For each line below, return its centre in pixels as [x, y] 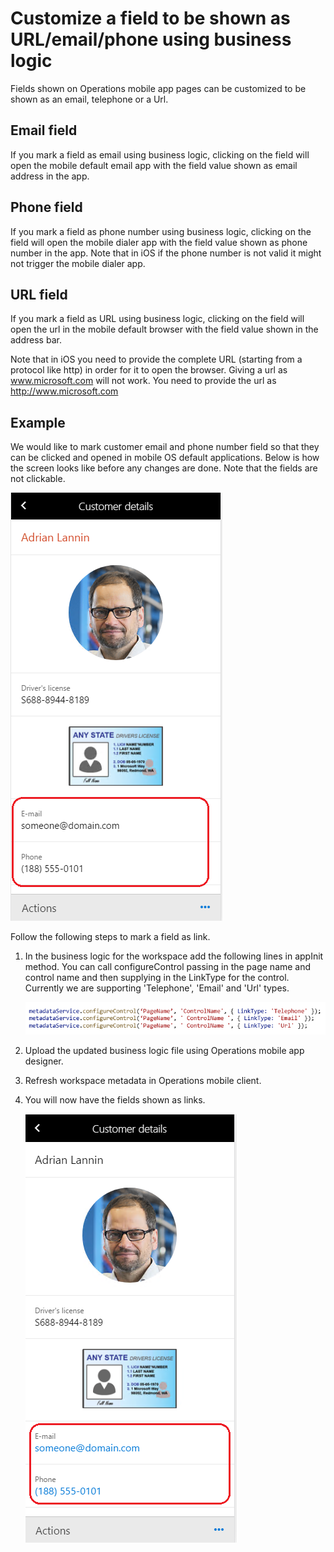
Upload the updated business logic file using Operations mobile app [164, 1051]
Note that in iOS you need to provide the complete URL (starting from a [156, 359]
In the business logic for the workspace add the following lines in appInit [174, 956]
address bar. [36, 340]
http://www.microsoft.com [64, 391]
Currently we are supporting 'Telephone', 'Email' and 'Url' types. [157, 988]
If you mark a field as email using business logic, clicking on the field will [160, 154]
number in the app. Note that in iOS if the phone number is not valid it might [166, 253]
